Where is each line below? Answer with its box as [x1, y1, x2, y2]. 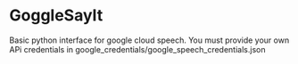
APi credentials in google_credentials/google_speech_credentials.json [9, 44, 266, 54]
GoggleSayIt [9, 5, 103, 26]
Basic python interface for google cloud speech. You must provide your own [9, 35, 290, 45]
